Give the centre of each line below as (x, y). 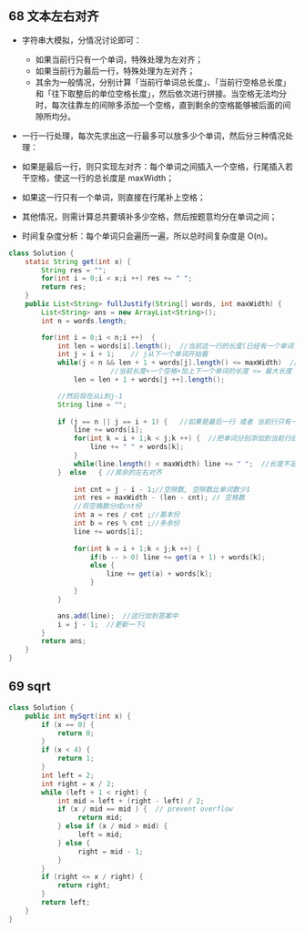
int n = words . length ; (84, 321)
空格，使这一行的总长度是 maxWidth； (102, 178)
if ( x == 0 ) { (68, 724)
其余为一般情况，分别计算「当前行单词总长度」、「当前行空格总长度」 (163, 82)
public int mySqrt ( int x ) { (78, 716)
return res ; (64, 287)
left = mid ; (101, 835)
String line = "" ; (92, 405)
